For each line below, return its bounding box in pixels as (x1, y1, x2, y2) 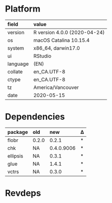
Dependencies (5, 111, 65, 122)
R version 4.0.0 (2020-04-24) (33, 29, 105, 36)
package (7, 129, 28, 135)
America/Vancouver (33, 84, 79, 90)
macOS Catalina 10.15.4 (33, 37, 90, 43)
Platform (5, 3, 41, 14)
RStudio (33, 52, 52, 59)
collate (7, 68, 23, 75)
